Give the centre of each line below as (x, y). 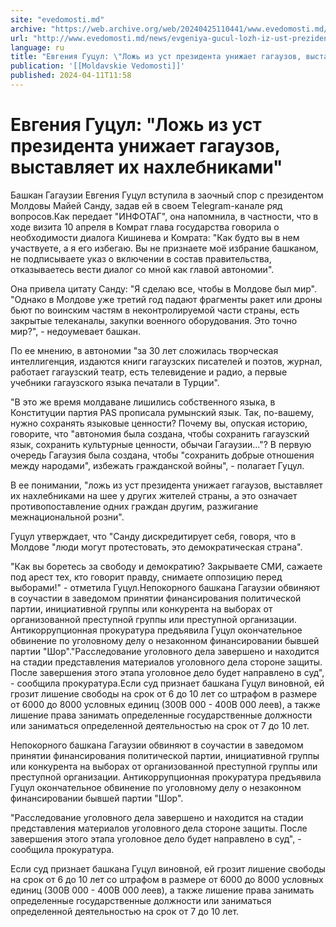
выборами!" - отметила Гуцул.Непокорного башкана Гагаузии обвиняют (165, 587)
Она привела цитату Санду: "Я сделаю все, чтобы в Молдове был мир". (163, 288)
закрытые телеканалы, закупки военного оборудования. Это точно (154, 320)
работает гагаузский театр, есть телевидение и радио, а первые (149, 372)
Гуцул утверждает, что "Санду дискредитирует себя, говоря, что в (153, 536)
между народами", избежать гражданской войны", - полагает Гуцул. (157, 465)
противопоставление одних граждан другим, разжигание (134, 506)
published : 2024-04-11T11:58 (71, 76)
